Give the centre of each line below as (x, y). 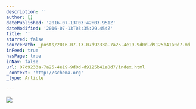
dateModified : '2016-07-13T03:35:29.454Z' (60, 28)
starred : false (25, 39)
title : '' (18, 34)
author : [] (20, 17)
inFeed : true (22, 51)
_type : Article (25, 78)
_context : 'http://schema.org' (45, 73)
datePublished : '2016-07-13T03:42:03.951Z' (61, 23)
